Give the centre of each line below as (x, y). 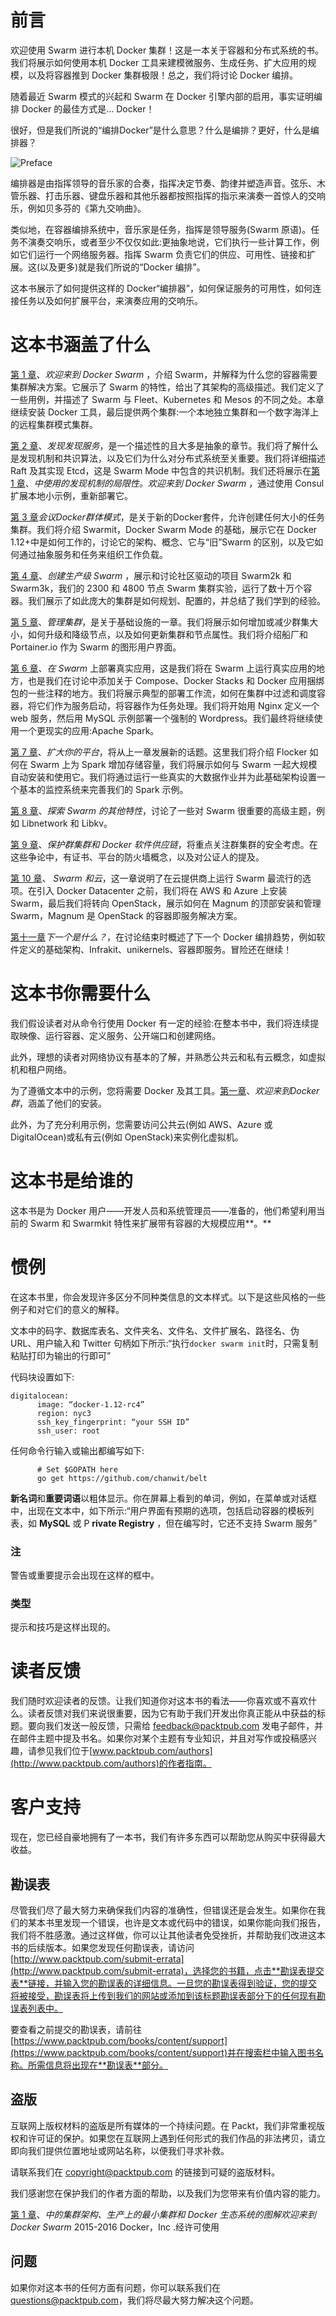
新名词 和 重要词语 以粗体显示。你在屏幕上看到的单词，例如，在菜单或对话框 (163, 1498)
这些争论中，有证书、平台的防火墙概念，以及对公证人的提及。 (137, 857)
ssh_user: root (68, 1431)
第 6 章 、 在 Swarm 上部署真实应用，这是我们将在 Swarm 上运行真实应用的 (163, 668)
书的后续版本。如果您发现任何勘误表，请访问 (102, 1947)
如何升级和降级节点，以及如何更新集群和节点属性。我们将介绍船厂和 (167, 634)
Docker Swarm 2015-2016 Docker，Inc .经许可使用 (115, 2227)
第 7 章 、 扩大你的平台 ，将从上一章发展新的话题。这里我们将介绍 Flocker (159, 752)
